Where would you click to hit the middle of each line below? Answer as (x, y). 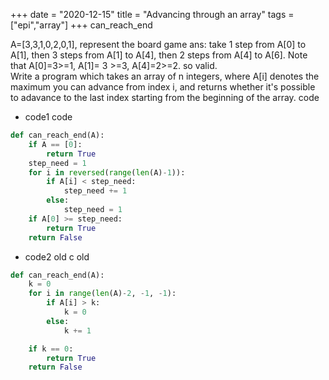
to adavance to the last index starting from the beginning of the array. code (165, 97)
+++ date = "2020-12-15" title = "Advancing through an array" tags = (152, 14)
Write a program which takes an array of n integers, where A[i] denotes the (165, 76)
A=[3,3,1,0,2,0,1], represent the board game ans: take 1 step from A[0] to (158, 44)
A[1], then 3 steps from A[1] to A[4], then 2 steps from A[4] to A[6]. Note (159, 55)
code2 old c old (57, 256)
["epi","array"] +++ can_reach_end (81, 25)
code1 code (48, 117)
